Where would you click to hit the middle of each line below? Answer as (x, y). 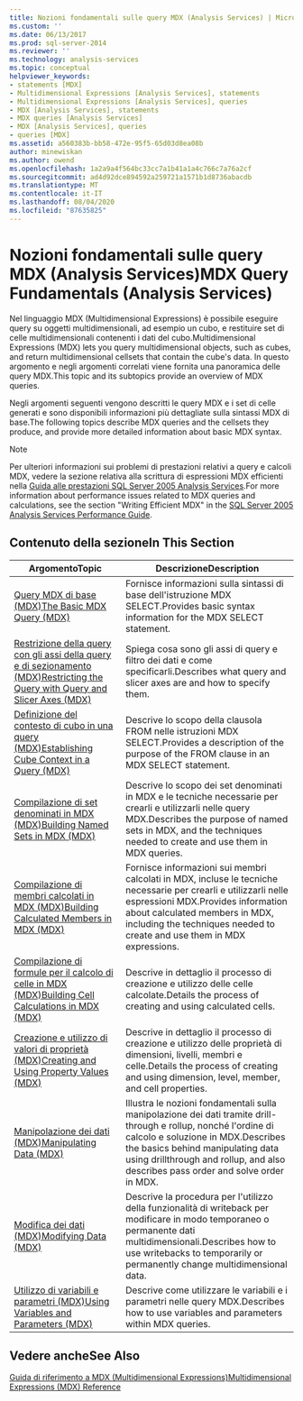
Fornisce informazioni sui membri (196, 867)
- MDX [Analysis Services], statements (84, 110)
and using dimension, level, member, (203, 1076)
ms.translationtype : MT (54, 186)
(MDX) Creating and (55, 1060)
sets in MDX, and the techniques (194, 830)
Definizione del (46, 714)
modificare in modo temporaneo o (197, 1219)
